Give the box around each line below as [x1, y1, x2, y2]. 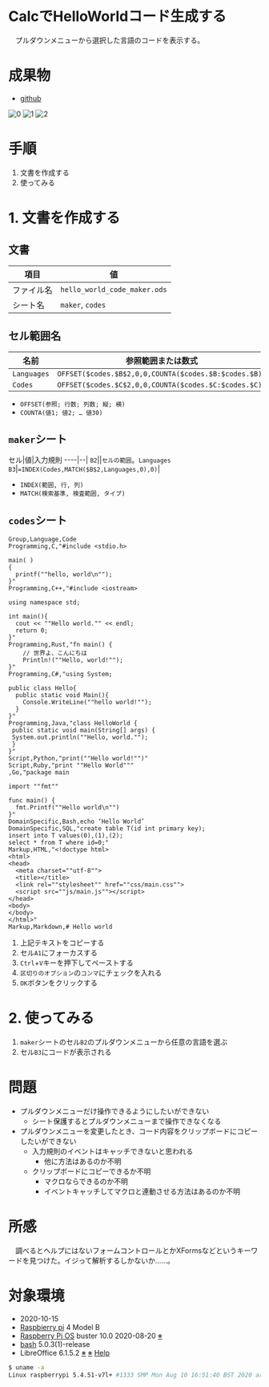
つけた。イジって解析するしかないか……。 [35, 1256, 175, 1266]
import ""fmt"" [8, 783, 59, 791]
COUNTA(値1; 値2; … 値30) [19, 408, 103, 417]
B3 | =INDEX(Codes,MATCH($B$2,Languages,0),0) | [8, 464, 160, 474]
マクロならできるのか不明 [43, 1177, 128, 1186]
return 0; [15, 627, 48, 635]
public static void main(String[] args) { [11, 727, 156, 735]
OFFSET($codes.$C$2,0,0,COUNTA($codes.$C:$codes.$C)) [57, 380, 267, 389]
